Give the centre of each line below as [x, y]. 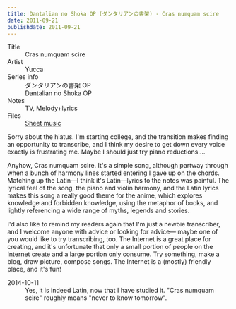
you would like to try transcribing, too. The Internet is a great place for [109, 239]
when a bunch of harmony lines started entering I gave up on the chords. [114, 173]
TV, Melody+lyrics [51, 108]
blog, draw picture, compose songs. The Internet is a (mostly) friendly [109, 262]
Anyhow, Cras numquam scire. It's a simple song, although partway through [118, 166]
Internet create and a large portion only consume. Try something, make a [114, 254]
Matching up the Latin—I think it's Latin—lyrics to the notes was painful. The [118, 181]
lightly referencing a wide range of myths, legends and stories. [99, 211]
